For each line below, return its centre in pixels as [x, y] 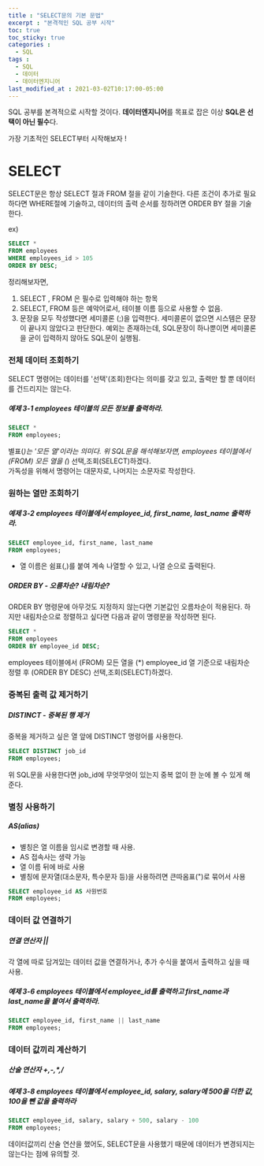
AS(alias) [24, 826]
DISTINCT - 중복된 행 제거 [48, 715]
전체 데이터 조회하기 [44, 360]
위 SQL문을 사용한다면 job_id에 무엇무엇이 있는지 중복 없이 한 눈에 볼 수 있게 [125, 774]
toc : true [24, 30]
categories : [30, 45]
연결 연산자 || [28, 940]
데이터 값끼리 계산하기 [47, 1049]
